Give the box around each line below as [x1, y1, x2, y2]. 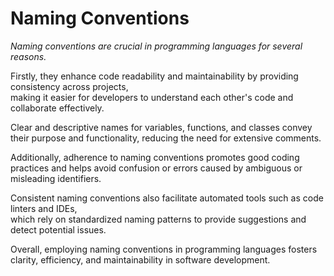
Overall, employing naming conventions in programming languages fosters [10, 243, 318, 255]
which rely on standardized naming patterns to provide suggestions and [10, 213, 307, 225]
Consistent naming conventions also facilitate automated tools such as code [10, 192, 324, 204]
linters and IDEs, [10, 202, 78, 214]
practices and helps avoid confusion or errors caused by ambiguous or [10, 162, 303, 174]
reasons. [10, 50, 47, 62]
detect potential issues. [10, 223, 107, 236]
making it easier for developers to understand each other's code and [10, 91, 294, 103]
